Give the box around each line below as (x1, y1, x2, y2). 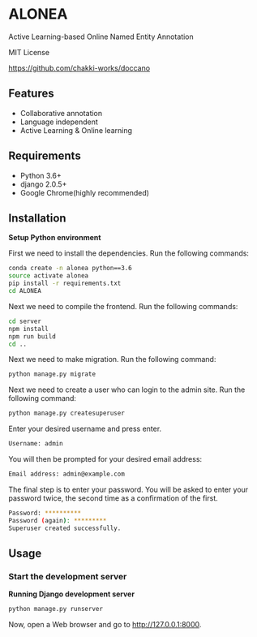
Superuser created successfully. (8, 524, 122, 532)
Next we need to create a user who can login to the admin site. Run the (8, 385, 246, 394)
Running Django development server (8, 589, 135, 599)
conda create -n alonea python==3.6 (8, 265, 132, 273)
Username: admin (8, 440, 63, 448)
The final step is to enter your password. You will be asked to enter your (8, 484, 249, 494)
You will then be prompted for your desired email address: (8, 454, 203, 463)
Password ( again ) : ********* (8, 516, 107, 524)
